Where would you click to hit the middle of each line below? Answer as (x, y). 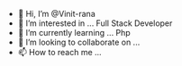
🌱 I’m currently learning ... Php (74, 33)
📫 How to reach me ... (59, 52)
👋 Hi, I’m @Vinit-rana (57, 14)
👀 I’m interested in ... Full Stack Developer (95, 23)
